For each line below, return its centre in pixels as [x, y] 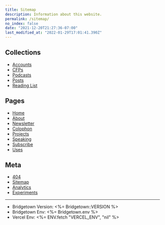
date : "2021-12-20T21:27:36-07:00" [41, 28]
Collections [23, 53]
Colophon [22, 128]
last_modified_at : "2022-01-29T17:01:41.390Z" [54, 33]
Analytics [22, 187]
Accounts [22, 64]
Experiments [25, 192]
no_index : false [22, 23]
